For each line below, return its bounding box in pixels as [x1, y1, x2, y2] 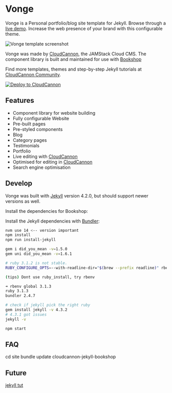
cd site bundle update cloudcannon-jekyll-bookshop [5, 354, 116, 360]
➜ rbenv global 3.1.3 [5, 283, 52, 289]
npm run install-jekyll [5, 237, 56, 243]
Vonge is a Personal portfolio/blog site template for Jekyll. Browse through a [5, 20, 166, 26]
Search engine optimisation [12, 164, 71, 170]
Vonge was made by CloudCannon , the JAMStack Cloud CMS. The [5, 51, 147, 57]
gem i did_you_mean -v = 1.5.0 [5, 247, 68, 252]
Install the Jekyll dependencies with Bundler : [5, 218, 100, 224]
